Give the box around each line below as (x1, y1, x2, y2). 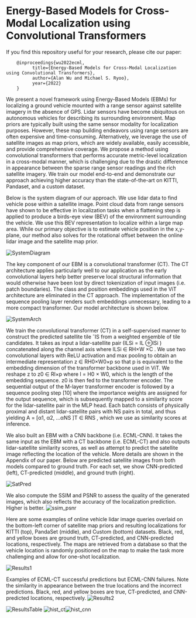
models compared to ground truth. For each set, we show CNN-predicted (6, 463, 183, 470)
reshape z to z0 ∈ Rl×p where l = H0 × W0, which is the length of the (6, 371, 173, 378)
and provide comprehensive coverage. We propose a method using (6, 145, 169, 152)
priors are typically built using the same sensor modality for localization (6, 120, 178, 127)
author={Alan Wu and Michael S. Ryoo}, (32, 75, 130, 81)
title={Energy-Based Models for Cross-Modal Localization (32, 64, 177, 71)
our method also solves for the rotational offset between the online (22, 232, 183, 239)
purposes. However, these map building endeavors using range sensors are (6, 127, 189, 134)
